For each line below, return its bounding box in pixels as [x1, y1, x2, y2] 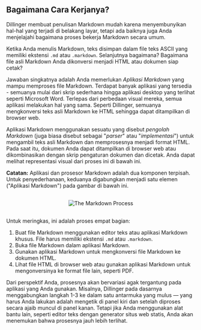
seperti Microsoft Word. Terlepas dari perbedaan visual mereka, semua [6, 95, 182, 102]
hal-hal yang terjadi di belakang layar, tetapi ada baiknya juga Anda [6, 27, 172, 34]
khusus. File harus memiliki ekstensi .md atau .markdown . [14, 235, 153, 242]
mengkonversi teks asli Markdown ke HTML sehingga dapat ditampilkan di [6, 107, 190, 115]
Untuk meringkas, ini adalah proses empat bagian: [6, 217, 131, 224]
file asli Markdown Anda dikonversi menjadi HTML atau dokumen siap [6, 58, 179, 65]
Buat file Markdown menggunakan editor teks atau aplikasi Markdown [14, 229, 188, 236]
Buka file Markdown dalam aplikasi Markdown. [14, 241, 130, 248]
